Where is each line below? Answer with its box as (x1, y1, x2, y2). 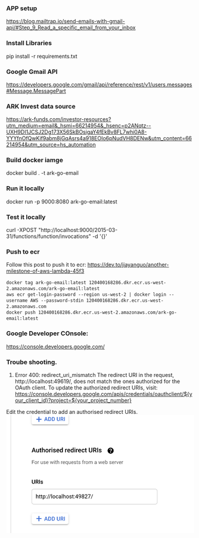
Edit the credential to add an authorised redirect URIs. (6, 408, 138, 415)
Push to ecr (6, 248, 40, 256)
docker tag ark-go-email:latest (6, 280, 86, 286)
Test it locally (6, 213, 46, 221)
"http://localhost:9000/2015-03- (38, 227, 118, 234)
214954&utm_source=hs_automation (6, 141, 97, 149)
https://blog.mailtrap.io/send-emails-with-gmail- (6, 18, 125, 25)
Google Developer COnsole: (6, 329, 89, 338)
